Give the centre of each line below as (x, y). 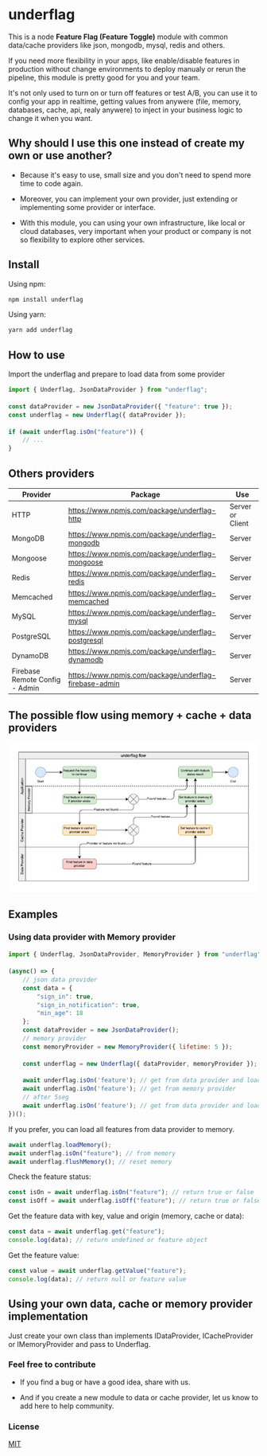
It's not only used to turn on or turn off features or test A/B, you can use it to (133, 92)
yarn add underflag (41, 330)
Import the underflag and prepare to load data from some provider (116, 374)
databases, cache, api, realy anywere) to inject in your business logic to (126, 110)
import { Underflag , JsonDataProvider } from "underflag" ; (108, 390)
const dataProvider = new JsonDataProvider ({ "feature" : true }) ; (120, 406)
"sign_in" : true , (65, 997)
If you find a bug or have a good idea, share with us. (105, 1382)
